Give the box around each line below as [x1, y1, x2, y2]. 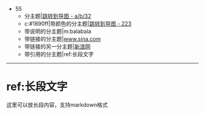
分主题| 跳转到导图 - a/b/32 [24, 12, 92, 20]
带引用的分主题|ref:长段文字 [24, 51, 94, 57]
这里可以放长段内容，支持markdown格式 [6, 101, 108, 109]
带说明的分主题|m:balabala [24, 27, 92, 35]
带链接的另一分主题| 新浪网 [24, 43, 91, 50]
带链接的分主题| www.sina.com [24, 35, 101, 42]
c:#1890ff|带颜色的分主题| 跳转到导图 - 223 [24, 20, 132, 27]
